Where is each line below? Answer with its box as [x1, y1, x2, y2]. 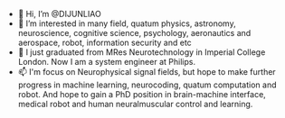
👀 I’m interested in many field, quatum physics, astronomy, [17, 18, 237, 29]
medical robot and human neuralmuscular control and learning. [17, 99, 253, 109]
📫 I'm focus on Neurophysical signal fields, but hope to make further [17, 67, 276, 77]
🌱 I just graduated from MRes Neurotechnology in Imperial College [17, 47, 266, 58]
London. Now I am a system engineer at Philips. [17, 57, 196, 67]
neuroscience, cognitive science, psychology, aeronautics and [17, 28, 252, 38]
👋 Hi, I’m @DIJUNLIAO [17, 9, 101, 19]
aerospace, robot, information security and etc [17, 37, 192, 48]
